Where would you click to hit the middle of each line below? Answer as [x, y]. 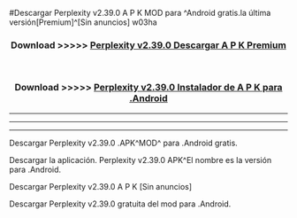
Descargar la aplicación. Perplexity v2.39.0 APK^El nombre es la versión [141, 160]
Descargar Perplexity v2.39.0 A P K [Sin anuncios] [101, 186]
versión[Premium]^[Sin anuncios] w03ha [83, 22]
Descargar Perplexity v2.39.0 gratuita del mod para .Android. [120, 204]
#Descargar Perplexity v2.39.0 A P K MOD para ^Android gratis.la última [140, 13]
